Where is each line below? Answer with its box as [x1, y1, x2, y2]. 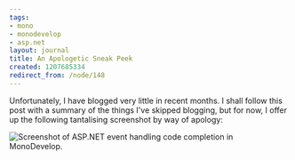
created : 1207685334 [9, 63, 86, 72]
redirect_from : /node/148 [9, 71, 105, 80]
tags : [9, 12, 29, 22]
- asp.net [9, 37, 46, 47]
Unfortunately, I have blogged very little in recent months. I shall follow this [9, 95, 283, 106]
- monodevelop [9, 29, 62, 38]
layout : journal [9, 46, 69, 55]
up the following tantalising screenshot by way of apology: [9, 114, 224, 124]
